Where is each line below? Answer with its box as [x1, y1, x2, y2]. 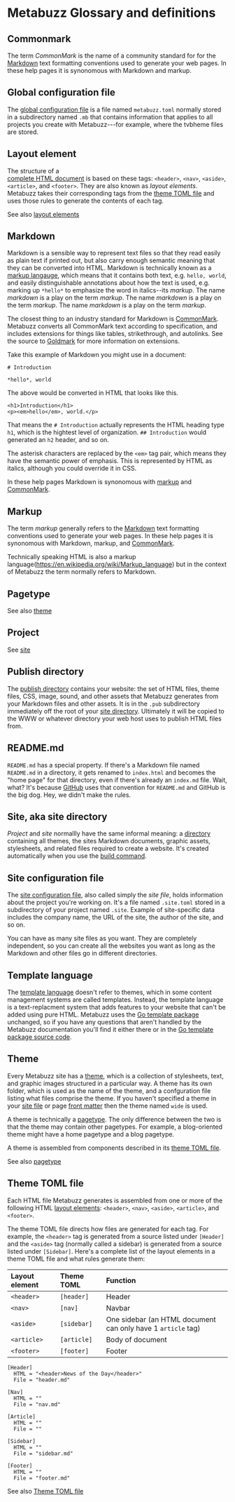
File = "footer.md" [13, 1475, 71, 1482]
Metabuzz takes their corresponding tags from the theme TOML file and [7, 189, 215, 197]
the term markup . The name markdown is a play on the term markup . [7, 301, 206, 309]
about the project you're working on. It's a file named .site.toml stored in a [7, 898, 225, 906]
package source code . [7, 1033, 72, 1041]
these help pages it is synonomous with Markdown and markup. [7, 67, 192, 74]
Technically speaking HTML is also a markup [7, 553, 136, 561]
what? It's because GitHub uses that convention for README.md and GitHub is [7, 783, 226, 791]
